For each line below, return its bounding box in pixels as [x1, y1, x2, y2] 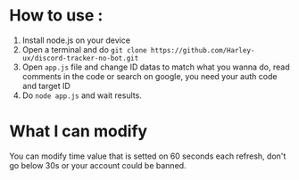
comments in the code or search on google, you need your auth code [21, 70, 278, 81]
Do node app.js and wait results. [21, 90, 143, 101]
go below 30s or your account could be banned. [9, 160, 187, 170]
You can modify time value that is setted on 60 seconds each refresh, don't [9, 151, 287, 161]
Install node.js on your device [21, 35, 131, 45]
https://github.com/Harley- [150, 45, 255, 54]
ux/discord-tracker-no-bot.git [21, 53, 139, 62]
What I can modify [9, 121, 148, 142]
